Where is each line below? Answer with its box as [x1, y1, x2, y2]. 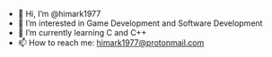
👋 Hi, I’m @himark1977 [17, 9, 101, 19]
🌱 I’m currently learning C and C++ [17, 28, 147, 37]
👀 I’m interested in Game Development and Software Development [17, 18, 263, 28]
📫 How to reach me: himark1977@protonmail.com [17, 37, 205, 48]
